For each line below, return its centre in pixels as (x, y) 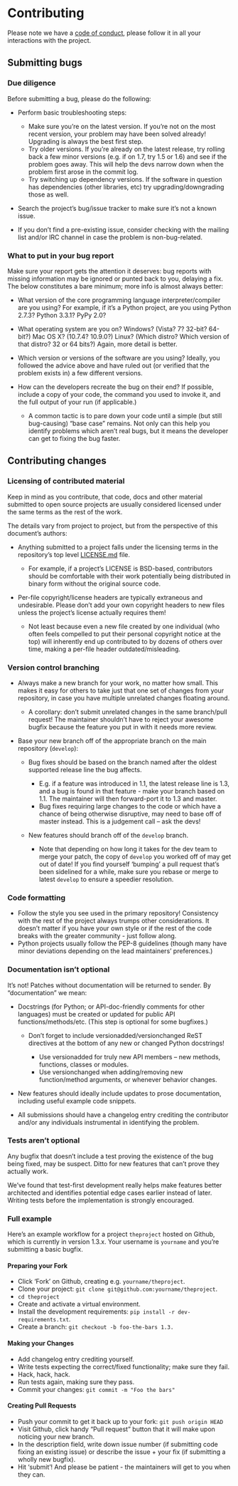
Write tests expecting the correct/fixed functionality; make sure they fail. (123, 1366)
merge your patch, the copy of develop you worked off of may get (135, 856)
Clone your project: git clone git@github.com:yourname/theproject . (118, 1289)
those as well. (48, 194)
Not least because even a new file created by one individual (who (124, 626)
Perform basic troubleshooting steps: (72, 113)
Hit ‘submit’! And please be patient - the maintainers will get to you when (124, 1467)
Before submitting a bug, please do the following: (79, 98)
